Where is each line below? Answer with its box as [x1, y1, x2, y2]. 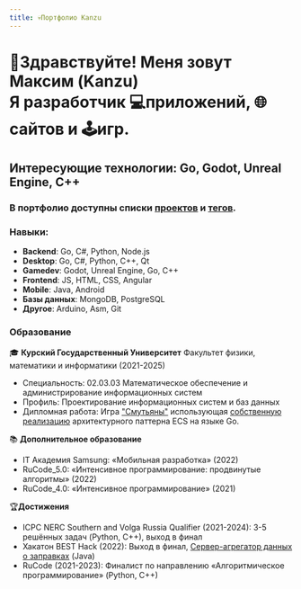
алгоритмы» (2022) [22, 473, 97, 484]
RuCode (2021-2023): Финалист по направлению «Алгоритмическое [22, 559, 285, 571]
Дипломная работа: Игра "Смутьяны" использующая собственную [22, 406, 282, 416]
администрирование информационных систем [22, 387, 203, 397]
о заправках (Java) [22, 550, 96, 561]
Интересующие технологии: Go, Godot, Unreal [9, 161, 282, 176]
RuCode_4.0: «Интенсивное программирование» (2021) [22, 483, 236, 494]
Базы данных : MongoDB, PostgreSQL [22, 294, 166, 305]
